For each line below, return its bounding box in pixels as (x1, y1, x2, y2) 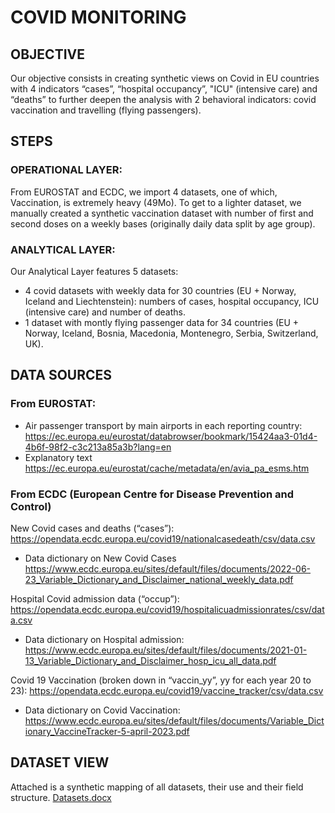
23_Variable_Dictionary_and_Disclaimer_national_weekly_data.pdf (24, 573, 294, 585)
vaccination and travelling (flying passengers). (10, 104, 202, 116)
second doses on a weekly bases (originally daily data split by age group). (10, 217, 316, 230)
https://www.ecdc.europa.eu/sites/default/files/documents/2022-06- (24, 562, 312, 575)
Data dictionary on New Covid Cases (24, 552, 177, 564)
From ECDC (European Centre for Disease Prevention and (10, 487, 295, 501)
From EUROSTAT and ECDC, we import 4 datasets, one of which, (10, 186, 278, 198)
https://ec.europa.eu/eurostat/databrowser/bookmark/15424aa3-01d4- (24, 430, 318, 442)
